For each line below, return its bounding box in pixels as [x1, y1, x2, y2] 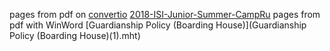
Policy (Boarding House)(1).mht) [9, 30, 141, 41]
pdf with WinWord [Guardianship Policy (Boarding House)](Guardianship [9, 19, 307, 31]
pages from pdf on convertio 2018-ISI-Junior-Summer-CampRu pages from [9, 9, 321, 20]
